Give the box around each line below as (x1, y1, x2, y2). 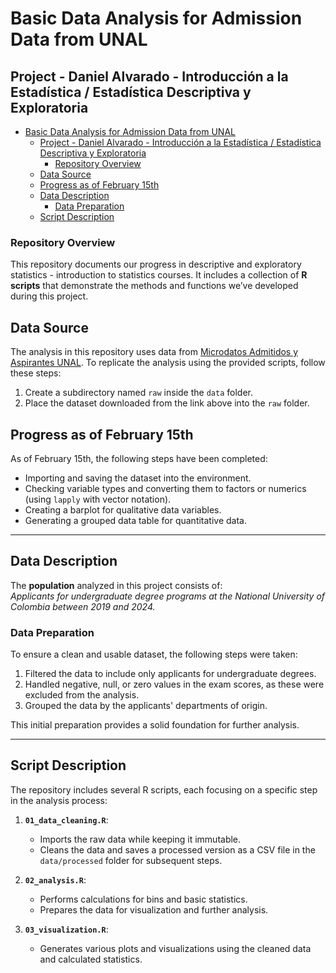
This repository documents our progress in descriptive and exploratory (10, 258, 302, 271)
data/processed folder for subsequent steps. (39, 854, 223, 866)
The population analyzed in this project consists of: (10, 579, 223, 591)
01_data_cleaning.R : (24, 813, 109, 826)
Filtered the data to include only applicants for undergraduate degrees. (24, 668, 317, 680)
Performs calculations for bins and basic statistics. (39, 893, 248, 905)
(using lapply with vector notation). (24, 493, 172, 505)
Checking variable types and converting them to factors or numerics (24, 482, 307, 494)
